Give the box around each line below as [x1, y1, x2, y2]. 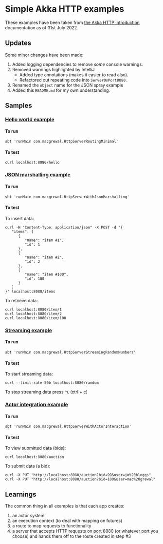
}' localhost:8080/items [5, 289, 55, 294]
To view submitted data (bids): [5, 445, 66, 451]
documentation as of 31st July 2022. [5, 24, 78, 30]
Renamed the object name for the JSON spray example [12, 82, 124, 88]
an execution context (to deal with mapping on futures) [12, 518, 123, 523]
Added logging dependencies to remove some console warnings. [12, 61, 143, 67]
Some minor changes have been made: [5, 52, 84, 58]
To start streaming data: [5, 371, 53, 377]
